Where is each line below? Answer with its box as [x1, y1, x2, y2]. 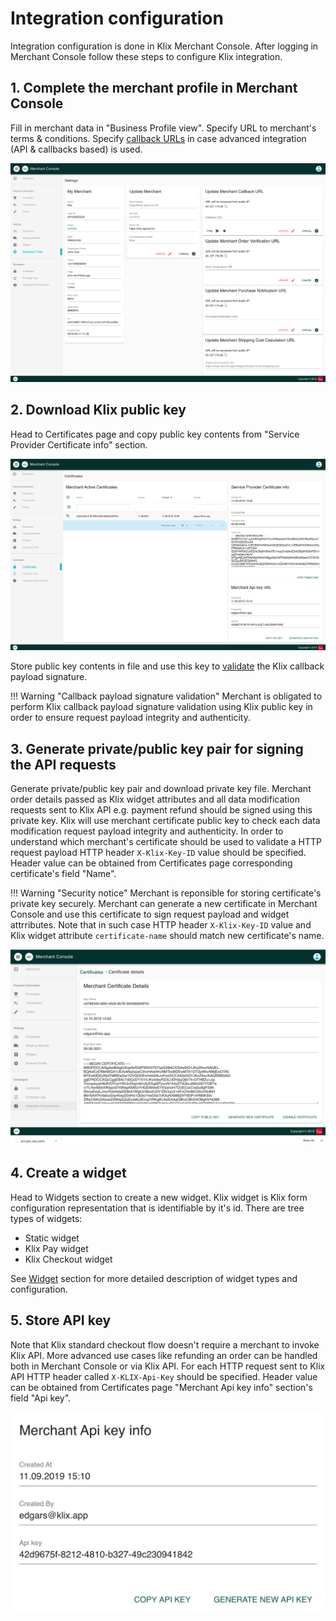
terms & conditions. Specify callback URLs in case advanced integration [10, 132, 307, 144]
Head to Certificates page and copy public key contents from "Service [10, 428, 300, 440]
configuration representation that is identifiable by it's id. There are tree [10, 1202, 305, 1214]
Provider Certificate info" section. [10, 438, 148, 451]
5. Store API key [10, 1312, 112, 1329]
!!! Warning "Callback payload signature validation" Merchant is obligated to [10, 690, 323, 702]
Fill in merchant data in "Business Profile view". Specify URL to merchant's [10, 122, 317, 134]
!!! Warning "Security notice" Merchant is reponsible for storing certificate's [10, 887, 322, 899]
